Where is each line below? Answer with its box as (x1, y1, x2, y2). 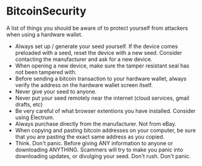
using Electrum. (15, 114, 55, 121)
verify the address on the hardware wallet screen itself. (15, 81, 153, 89)
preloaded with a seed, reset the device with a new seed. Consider (15, 49, 183, 56)
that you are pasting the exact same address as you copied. (15, 133, 165, 140)
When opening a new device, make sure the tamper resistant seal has (15, 62, 190, 69)
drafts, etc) (15, 100, 43, 108)
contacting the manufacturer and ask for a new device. (15, 55, 153, 63)
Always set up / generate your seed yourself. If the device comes (15, 43, 178, 50)
